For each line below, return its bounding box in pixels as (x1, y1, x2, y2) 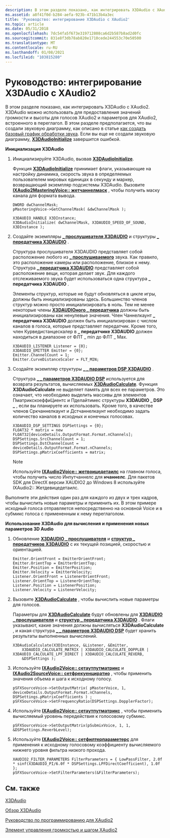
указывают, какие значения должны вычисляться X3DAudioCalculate (12, 622, 164, 629)
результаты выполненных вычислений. (12, 633, 98, 639)
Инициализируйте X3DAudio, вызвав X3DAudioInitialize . (12, 156, 134, 162)
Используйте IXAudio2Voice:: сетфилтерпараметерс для (12, 736, 139, 743)
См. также (5, 784, 40, 792)
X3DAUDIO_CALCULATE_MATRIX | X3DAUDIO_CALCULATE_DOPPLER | (22, 647, 149, 652)
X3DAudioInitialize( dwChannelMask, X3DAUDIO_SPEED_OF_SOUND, (12, 220, 147, 226)
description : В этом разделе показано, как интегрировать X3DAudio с (5, 7, 155, 13)
